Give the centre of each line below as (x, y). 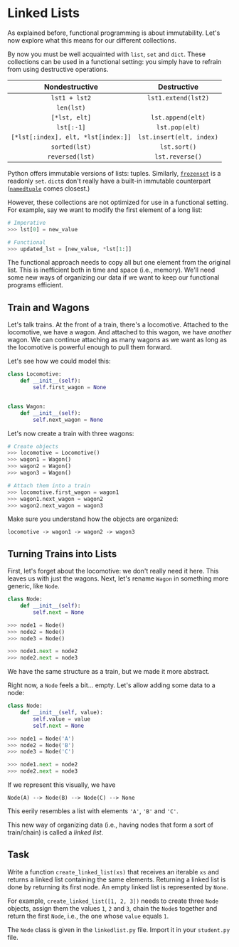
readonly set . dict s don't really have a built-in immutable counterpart (109, 181)
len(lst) (71, 107)
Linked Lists (44, 13)
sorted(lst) (71, 147)
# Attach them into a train (49, 485)
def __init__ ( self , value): (62, 713)
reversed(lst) (71, 157)
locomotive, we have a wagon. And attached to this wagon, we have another (119, 332)
